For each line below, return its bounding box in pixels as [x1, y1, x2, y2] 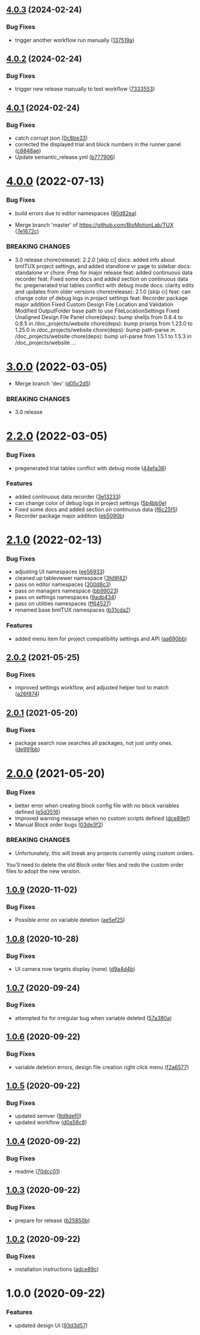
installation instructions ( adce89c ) [14, 1265, 99, 1273]
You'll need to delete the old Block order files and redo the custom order [6, 861, 184, 868]
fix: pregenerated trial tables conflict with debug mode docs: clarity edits [14, 281, 194, 288]
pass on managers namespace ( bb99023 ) [14, 587, 119, 594]
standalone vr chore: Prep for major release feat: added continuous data [14, 269, 193, 276]
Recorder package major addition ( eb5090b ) [14, 512, 125, 519]
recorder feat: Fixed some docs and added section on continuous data [14, 275, 189, 282]
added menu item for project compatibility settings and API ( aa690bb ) [14, 635, 187, 642]
